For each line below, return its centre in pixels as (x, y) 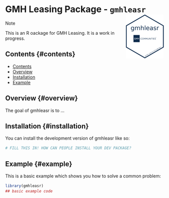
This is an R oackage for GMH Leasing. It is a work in (60, 33)
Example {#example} (39, 164)
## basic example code (29, 191)
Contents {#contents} (40, 54)
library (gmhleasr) (24, 186)
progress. (15, 38)
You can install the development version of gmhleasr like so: (67, 138)
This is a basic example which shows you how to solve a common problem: (83, 176)
